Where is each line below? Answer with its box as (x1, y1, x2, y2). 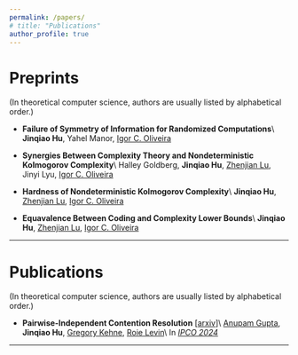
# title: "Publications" (9, 21, 101, 30)
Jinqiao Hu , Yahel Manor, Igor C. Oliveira (21, 133, 171, 144)
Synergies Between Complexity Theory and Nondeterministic (21, 150, 255, 161)
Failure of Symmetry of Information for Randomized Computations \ (21, 123, 275, 134)
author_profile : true (9, 29, 90, 38)
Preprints (9, 67, 80, 88)
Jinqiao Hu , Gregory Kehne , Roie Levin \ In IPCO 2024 (21, 327, 219, 338)
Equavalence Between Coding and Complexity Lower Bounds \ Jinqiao (21, 213, 286, 224)
